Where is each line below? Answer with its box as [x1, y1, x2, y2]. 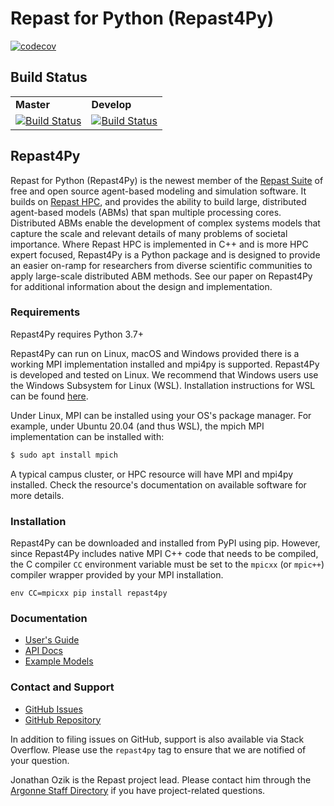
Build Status [10, 69, 88, 86]
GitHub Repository [24, 713, 102, 726]
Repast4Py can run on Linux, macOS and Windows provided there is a [10, 347, 300, 359]
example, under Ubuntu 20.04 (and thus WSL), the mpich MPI [10, 420, 265, 432]
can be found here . [10, 390, 89, 402]
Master [15, 97, 50, 111]
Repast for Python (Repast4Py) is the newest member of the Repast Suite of [10, 174, 324, 186]
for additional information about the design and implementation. [10, 280, 273, 292]
